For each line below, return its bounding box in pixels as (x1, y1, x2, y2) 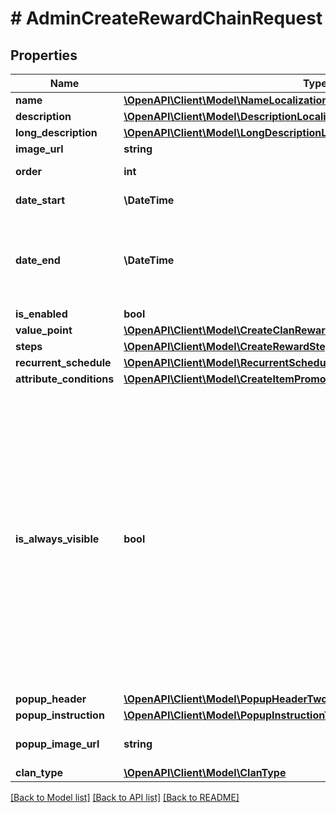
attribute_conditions (15, 372, 115, 386)
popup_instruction (15, 708, 105, 722)
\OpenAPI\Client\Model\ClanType (123, 766, 287, 779)
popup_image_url (15, 737, 100, 751)
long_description (15, 126, 98, 139)
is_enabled (15, 307, 68, 321)
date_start (15, 193, 66, 207)
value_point (15, 323, 73, 337)
